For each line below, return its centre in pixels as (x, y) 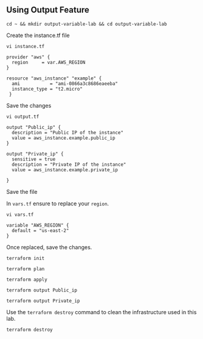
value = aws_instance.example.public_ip (64, 138)
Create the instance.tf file (38, 35)
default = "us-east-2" (40, 230)
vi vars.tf (20, 214)
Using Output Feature (48, 10)
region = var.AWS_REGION (49, 62)
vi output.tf (23, 117)
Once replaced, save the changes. (49, 247)
